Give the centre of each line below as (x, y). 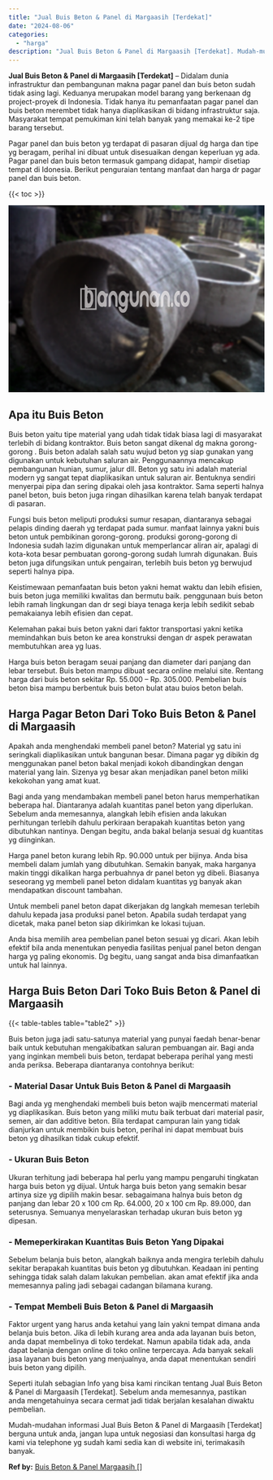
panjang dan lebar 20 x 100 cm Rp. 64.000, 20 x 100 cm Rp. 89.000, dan (130, 1203)
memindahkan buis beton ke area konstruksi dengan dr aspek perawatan (130, 638)
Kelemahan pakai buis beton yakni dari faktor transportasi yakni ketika (126, 629)
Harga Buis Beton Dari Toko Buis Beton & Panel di (135, 991)
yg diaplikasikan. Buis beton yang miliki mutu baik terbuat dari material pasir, (136, 1112)
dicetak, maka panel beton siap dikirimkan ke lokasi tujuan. (107, 923)
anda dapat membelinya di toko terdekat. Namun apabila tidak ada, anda (130, 1341)
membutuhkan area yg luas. (55, 646)
